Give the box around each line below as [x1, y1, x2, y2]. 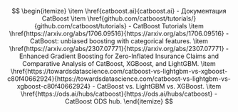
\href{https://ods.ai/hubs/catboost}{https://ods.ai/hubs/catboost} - [20, 89, 218, 98]
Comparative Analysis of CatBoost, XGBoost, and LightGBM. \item [22, 60, 216, 67]
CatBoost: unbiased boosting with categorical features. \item [30, 37, 208, 45]
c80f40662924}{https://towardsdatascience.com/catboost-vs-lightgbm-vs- [7, 74, 231, 83]
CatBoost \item [41, 14, 86, 23]
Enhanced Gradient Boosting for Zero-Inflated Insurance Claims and [19, 52, 219, 60]
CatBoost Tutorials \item [133, 22, 204, 30]
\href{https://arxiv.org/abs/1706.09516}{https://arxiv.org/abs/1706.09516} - [9, 29, 229, 38]
